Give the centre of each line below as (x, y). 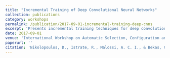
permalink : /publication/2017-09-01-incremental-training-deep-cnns (79, 24)
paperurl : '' (19, 43)
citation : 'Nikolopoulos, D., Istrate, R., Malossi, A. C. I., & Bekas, (83, 47)
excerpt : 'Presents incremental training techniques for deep (72, 29)
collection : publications (32, 15)
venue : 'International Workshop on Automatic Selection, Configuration (82, 38)
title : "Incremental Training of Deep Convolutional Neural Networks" (81, 10)
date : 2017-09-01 (24, 33)
